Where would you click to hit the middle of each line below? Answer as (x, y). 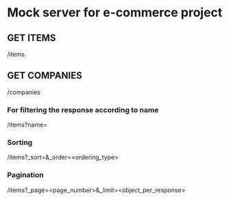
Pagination (25, 175)
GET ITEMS (32, 38)
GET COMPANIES (45, 76)
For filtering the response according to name (83, 109)
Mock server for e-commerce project (115, 13)
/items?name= (27, 125)
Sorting (20, 143)
